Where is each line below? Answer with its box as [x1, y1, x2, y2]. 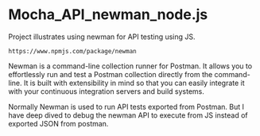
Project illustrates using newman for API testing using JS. [8, 32, 196, 41]
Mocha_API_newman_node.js [8, 6, 208, 24]
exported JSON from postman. [8, 119, 109, 128]
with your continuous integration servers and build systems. [8, 86, 204, 96]
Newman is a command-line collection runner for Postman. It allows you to [8, 61, 253, 71]
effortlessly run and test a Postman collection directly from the [8, 69, 213, 79]
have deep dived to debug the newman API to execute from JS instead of [8, 110, 248, 120]
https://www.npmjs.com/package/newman [8, 47, 137, 55]
